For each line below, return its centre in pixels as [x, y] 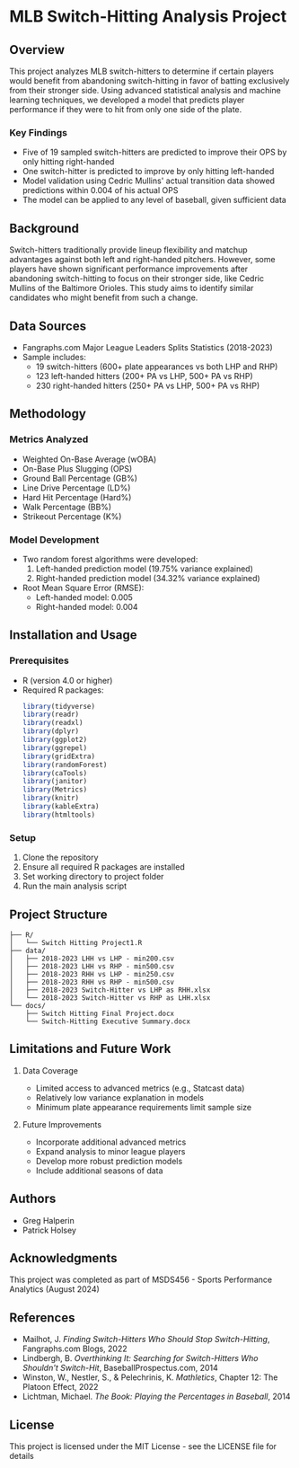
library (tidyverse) [59, 706]
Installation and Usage [73, 635]
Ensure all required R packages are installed [104, 867]
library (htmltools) [59, 815]
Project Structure [58, 914]
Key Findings [38, 132]
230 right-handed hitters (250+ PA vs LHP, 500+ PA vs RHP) [148, 385]
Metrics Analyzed [49, 439]
